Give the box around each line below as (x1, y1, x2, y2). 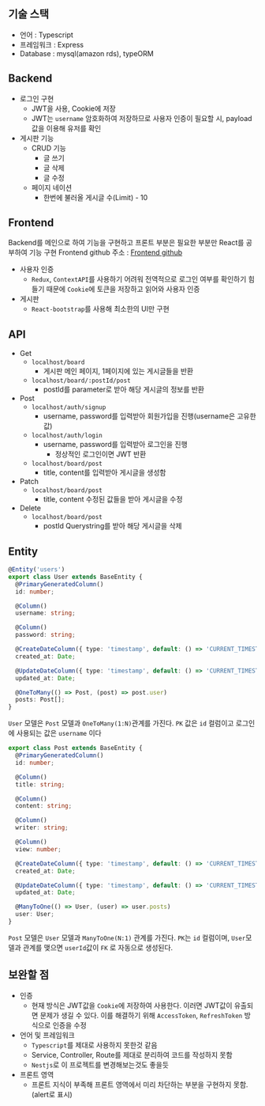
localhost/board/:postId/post (31, 377, 132, 385)
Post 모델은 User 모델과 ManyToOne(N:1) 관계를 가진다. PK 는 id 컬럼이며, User (8, 933, 246, 942)
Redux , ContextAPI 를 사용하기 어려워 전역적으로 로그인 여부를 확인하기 (31, 275, 247, 284)
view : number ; (15, 845, 62, 853)
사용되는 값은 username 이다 (16, 729, 102, 738)
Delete (19, 503, 42, 513)
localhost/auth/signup (31, 403, 106, 411)
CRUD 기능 (31, 143, 67, 153)
